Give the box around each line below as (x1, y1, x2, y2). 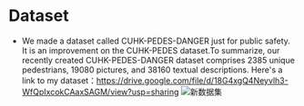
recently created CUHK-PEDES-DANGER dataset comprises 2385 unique (21, 54, 295, 65)
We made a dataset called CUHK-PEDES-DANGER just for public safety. (21, 35, 290, 46)
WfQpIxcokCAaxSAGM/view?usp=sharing (21, 86, 179, 97)
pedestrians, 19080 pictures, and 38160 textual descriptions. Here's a (21, 64, 283, 75)
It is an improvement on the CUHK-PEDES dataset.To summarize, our (21, 44, 280, 55)
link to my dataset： (21, 74, 97, 86)
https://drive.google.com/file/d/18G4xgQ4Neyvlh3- (96, 74, 289, 86)
